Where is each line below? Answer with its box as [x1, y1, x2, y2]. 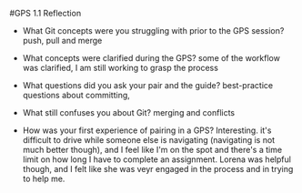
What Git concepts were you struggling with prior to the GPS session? [22, 25, 285, 36]
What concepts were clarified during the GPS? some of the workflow [22, 53, 280, 63]
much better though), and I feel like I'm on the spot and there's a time [22, 145, 283, 155]
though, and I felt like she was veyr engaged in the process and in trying [22, 164, 294, 174]
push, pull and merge [22, 36, 103, 46]
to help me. [22, 173, 65, 184]
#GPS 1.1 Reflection [9, 8, 82, 18]
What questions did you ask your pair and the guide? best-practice [22, 80, 274, 90]
